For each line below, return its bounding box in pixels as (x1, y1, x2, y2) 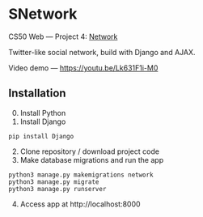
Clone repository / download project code (19, 147, 160, 156)
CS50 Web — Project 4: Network (8, 32, 118, 41)
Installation (8, 87, 66, 100)
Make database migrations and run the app (19, 155, 164, 164)
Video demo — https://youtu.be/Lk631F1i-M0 (8, 62, 159, 73)
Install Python (19, 108, 66, 117)
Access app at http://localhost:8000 (19, 199, 141, 209)
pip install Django (8, 132, 74, 140)
